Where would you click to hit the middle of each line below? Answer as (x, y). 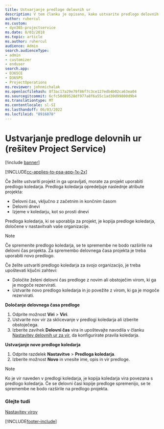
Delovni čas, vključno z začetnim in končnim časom (64, 201)
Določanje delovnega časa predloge (42, 305)
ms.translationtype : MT (29, 101)
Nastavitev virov (21, 412)
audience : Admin (22, 46)
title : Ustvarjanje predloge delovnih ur (48, 10)
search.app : (17, 69)
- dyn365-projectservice (30, 28)
